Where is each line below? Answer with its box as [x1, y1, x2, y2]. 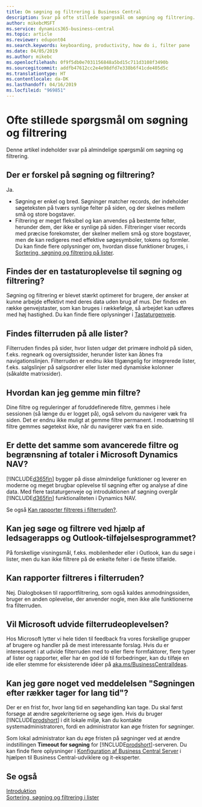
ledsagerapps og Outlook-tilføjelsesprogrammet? [6, 533, 197, 543]
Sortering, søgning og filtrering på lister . [14, 248, 115, 256]
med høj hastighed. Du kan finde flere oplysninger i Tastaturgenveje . [6, 311, 177, 318]
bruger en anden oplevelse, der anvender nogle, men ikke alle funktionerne [6, 595, 194, 603]
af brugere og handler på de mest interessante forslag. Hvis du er [6, 642, 169, 649]
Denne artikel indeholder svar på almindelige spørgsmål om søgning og [6, 146, 183, 153]
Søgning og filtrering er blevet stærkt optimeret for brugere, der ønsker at [6, 292, 189, 299]
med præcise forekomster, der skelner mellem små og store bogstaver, [14, 230, 191, 237]
